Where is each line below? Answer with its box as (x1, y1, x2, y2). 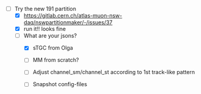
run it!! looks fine (23, 25, 66, 33)
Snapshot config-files (32, 81, 88, 88)
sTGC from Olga (32, 44, 74, 52)
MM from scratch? (32, 56, 79, 64)
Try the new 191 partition (14, 5, 77, 12)
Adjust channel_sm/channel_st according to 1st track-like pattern (32, 69, 196, 76)
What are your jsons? (23, 32, 77, 39)
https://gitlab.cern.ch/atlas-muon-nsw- (23, 12, 122, 19)
